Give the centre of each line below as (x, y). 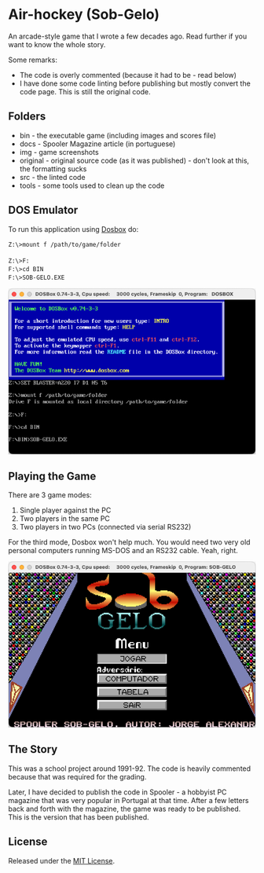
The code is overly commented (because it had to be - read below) (128, 75)
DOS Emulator (43, 210)
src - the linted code (52, 177)
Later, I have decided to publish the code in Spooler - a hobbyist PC (117, 792)
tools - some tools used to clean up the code (92, 185)
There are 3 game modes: (50, 495)
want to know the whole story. (57, 44)
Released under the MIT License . (62, 860)
